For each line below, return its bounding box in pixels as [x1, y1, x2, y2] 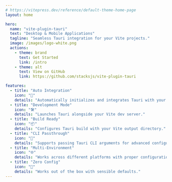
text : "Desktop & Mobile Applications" [10, 31, 95, 36]
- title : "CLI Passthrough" [10, 131, 70, 136]
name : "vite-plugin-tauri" [10, 26, 68, 31]
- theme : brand [14, 50, 47, 55]
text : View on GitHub [18, 69, 66, 74]
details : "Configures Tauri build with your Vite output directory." [14, 126, 166, 131]
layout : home [5, 12, 33, 17]
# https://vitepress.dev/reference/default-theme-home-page [5, 7, 137, 13]
